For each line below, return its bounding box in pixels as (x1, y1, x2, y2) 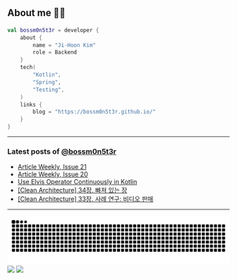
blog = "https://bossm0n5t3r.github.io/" (32, 109, 157, 116)
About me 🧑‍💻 (7, 7, 66, 19)
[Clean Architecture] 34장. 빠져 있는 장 (17, 186, 128, 195)
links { (20, 101, 42, 108)
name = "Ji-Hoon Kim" (32, 42, 97, 49)
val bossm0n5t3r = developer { (7, 26, 99, 34)
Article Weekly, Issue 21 (17, 163, 87, 171)
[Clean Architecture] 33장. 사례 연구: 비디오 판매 (17, 195, 154, 203)
